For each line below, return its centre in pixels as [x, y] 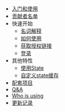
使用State [32, 68]
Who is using [27, 96]
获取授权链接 [36, 46]
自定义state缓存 [40, 75]
